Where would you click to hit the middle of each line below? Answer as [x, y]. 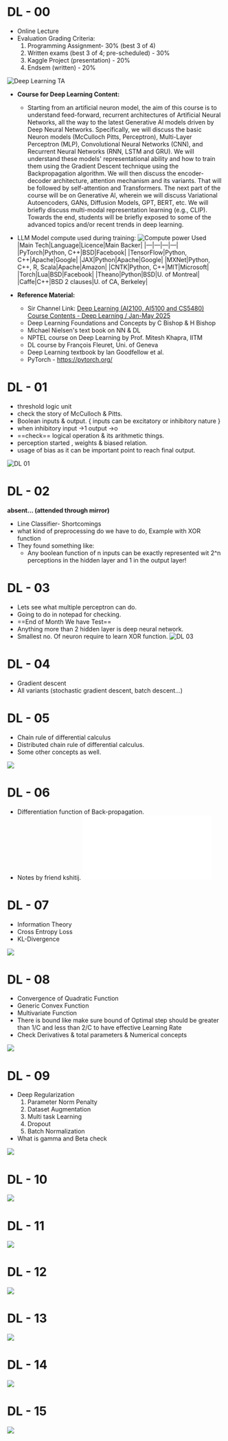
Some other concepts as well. [59, 752]
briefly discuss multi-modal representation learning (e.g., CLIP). [117, 210]
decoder [39, 180]
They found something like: [56, 545]
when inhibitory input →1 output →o [67, 428]
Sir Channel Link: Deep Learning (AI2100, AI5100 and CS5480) [116, 308]
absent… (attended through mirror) [58, 510]
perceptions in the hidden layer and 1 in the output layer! [107, 560]
